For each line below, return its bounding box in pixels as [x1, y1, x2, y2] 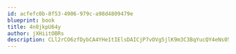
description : [7, 36, 46, 43]
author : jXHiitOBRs [7, 29, 65, 37]
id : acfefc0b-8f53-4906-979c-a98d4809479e [7, 10, 133, 18]
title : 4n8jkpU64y [7, 23, 61, 30]
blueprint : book [7, 17, 55, 24]
